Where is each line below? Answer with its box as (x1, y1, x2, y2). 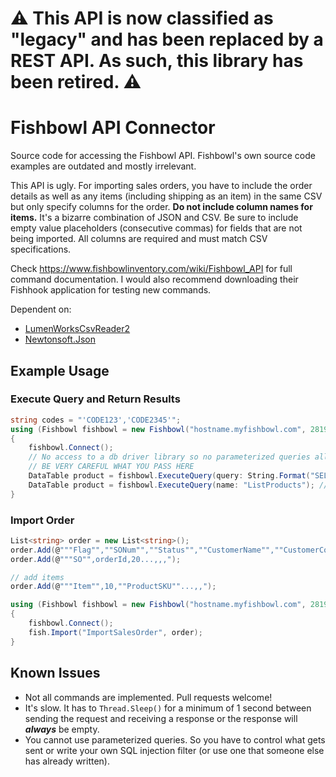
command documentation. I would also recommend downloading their (10, 273, 299, 286)
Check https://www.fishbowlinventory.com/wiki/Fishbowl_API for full (10, 263, 293, 275)
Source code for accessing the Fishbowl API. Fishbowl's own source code (10, 150, 316, 162)
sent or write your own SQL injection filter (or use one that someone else (24, 744, 325, 756)
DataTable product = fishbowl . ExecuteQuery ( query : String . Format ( (28, 471, 311, 481)
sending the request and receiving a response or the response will (24, 712, 298, 724)
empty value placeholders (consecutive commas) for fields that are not (10, 222, 303, 234)
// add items (10, 572, 65, 582)
